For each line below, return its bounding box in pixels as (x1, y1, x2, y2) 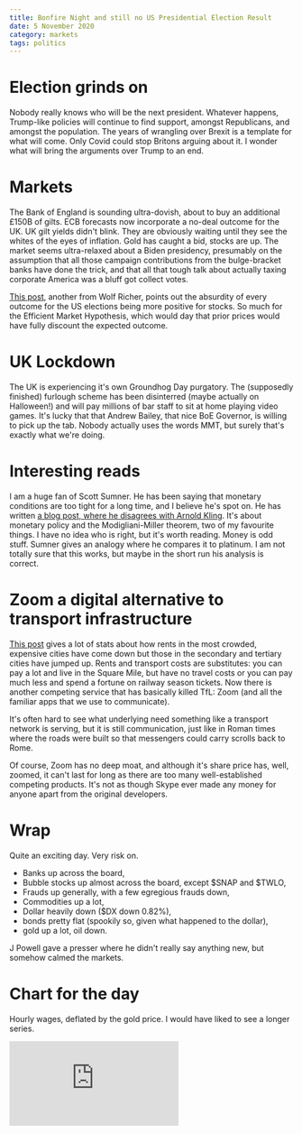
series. (9, 1023, 34, 1034)
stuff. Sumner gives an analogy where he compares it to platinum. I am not (9, 539, 286, 549)
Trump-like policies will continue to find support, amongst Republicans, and (9, 116, 290, 127)
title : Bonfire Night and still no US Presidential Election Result (9, 13, 272, 23)
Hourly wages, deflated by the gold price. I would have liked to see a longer (9, 1013, 290, 1024)
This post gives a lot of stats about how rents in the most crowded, (9, 638, 257, 650)
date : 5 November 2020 (9, 22, 95, 31)
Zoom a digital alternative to (9, 590, 224, 610)
